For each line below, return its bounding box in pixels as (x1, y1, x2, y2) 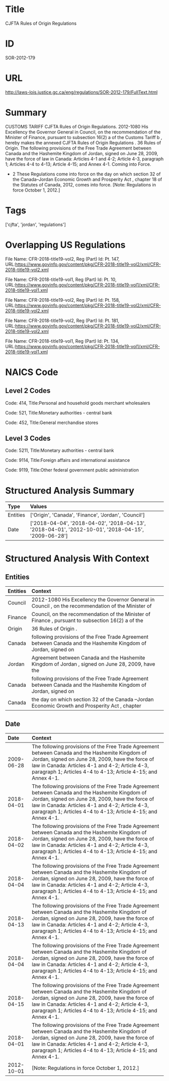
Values (30, 503, 47, 510)
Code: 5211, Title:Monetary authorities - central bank (5, 447, 114, 453)
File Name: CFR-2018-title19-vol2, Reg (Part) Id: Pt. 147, (5, 256, 120, 262)
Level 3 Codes (5, 434, 51, 443)
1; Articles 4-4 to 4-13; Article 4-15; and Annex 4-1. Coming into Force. (5, 161, 151, 167)
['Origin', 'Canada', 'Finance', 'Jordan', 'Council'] (30, 511, 145, 519)
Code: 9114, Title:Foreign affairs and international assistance (5, 457, 130, 463)
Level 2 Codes (5, 387, 51, 395)
